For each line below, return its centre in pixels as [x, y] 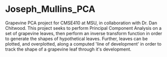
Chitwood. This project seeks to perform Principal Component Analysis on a [83, 28]
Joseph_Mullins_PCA [50, 9]
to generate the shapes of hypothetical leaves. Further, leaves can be [76, 39]
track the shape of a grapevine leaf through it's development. [68, 49]
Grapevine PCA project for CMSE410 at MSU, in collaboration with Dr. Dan [81, 23]
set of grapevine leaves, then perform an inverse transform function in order [84, 33]
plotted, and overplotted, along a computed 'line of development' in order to [83, 44]
